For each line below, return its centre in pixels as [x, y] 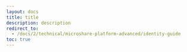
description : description [38, 23]
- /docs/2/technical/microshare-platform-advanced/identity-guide [96, 34]
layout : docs [22, 12]
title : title [22, 17]
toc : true [19, 39]
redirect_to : [22, 28]
